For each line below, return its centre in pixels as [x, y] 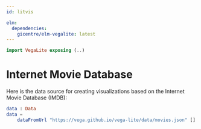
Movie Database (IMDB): [37, 98]
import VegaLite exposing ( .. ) [46, 51]
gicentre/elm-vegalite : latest [56, 34]
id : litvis [20, 12]
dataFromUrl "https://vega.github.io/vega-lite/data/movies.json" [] [107, 120]
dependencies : [29, 28]
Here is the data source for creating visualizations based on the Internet [96, 92]
